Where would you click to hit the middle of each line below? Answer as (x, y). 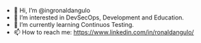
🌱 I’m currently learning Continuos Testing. (74, 25)
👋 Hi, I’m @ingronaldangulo (52, 10)
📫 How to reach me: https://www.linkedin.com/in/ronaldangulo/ (104, 32)
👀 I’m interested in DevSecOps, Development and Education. (99, 17)
